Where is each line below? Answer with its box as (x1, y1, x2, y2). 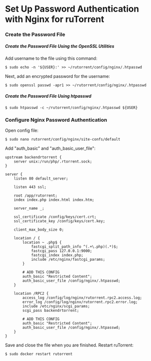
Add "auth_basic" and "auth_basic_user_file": (5, 145, 96, 151)
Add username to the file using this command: (5, 55, 98, 61)
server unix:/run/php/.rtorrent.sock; (14, 159, 92, 164)
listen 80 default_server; (14, 176, 68, 181)
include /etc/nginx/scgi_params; (22, 304, 90, 309)
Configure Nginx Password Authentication (5, 116, 107, 123)
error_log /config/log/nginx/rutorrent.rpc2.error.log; (22, 300, 138, 305)
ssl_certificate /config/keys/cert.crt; (14, 215, 97, 219)
